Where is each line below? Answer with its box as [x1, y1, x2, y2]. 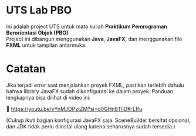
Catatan [6, 62, 46, 76]
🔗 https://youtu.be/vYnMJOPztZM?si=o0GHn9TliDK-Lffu [6, 105, 143, 112]
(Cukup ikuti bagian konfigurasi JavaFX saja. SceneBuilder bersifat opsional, [6, 117, 191, 124]
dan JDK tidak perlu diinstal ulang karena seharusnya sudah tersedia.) [6, 123, 175, 130]
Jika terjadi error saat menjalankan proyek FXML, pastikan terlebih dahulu [6, 81, 184, 89]
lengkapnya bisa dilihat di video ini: [6, 94, 91, 101]
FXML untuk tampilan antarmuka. [6, 42, 87, 49]
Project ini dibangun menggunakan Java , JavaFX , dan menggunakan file [6, 35, 183, 42]
